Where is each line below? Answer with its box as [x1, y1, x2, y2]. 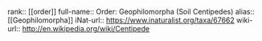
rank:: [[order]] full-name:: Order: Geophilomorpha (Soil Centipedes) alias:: [7, 7, 255, 16]
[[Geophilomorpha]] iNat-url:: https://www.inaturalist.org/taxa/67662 [7, 15, 235, 25]
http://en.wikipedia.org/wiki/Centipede [22, 24, 150, 33]
